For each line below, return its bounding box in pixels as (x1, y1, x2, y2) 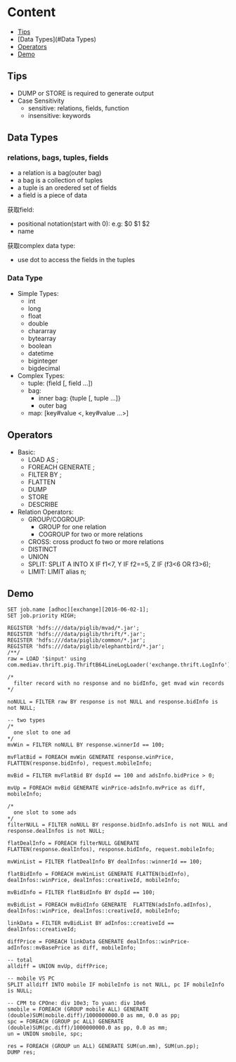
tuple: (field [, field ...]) (27, 379, 93, 387)
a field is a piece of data (17, 191, 88, 200)
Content (7, 4, 56, 20)
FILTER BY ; (27, 470, 62, 479)
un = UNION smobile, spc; (7, 1030, 83, 1037)
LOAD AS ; (27, 455, 58, 464)
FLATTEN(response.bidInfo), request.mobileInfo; (7, 760, 152, 767)
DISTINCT (27, 545, 58, 553)
